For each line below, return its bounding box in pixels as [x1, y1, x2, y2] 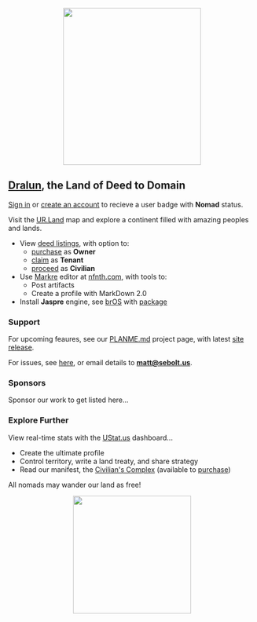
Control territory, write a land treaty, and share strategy [19, 456, 199, 466]
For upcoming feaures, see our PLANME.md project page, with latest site [8, 335, 244, 344]
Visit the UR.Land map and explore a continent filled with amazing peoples [8, 214, 249, 224]
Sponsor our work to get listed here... [8, 395, 129, 404]
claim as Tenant [31, 255, 84, 265]
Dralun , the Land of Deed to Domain [8, 179, 186, 192]
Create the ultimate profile [19, 448, 105, 457]
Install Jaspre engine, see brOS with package [19, 297, 167, 306]
